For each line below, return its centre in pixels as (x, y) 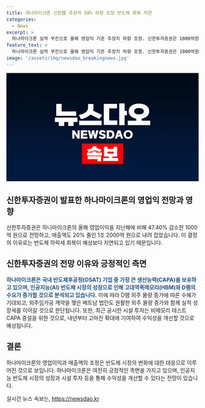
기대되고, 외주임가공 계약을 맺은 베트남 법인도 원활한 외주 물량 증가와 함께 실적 (99, 302)
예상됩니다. (20, 325)
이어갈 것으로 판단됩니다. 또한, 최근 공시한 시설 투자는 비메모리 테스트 (105, 310)
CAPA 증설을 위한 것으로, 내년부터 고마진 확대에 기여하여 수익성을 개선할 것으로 (100, 317)
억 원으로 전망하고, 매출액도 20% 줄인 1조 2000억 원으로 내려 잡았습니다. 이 (96, 235)
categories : (21, 19)
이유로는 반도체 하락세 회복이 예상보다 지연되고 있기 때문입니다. (88, 243)
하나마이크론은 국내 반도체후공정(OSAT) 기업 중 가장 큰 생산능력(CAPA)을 (94, 280)
